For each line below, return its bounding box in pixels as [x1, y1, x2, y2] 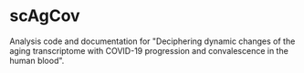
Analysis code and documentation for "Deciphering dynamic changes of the [9, 36, 296, 47]
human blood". [9, 55, 65, 66]
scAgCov [9, 5, 80, 26]
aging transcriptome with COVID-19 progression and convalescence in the [9, 45, 289, 56]
